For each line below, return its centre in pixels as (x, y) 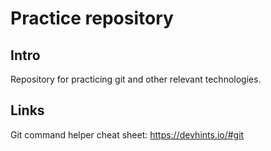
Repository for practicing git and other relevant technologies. (136, 79)
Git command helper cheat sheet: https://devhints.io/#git (127, 134)
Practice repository (92, 18)
